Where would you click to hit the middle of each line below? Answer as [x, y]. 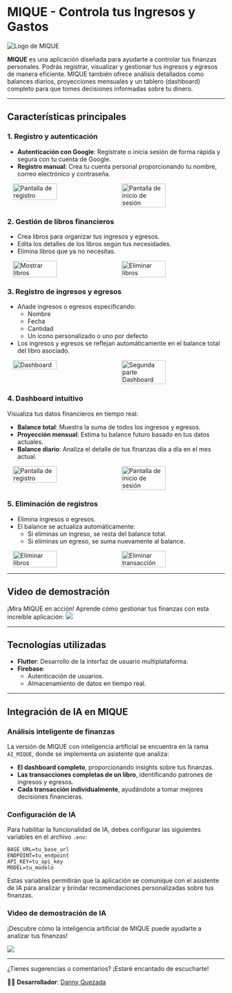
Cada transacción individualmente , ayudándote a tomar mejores [110, 790]
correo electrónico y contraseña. [64, 174]
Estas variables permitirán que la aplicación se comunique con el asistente [113, 881]
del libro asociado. [43, 351]
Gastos [28, 27]
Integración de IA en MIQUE [68, 712]
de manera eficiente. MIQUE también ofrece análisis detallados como [106, 74]
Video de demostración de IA [57, 913]
